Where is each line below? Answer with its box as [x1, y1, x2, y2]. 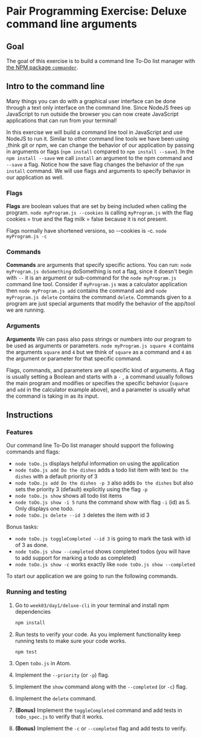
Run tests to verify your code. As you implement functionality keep [14, 631, 181, 638]
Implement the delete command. [14, 695, 97, 702]
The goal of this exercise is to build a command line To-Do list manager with [6, 58, 196, 64]
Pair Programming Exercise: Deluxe [6, 4, 187, 18]
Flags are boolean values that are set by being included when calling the [6, 203, 187, 210]
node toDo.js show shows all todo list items [14, 492, 123, 500]
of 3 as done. [14, 542, 48, 549]
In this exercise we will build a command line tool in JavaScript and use [6, 129, 183, 136]
